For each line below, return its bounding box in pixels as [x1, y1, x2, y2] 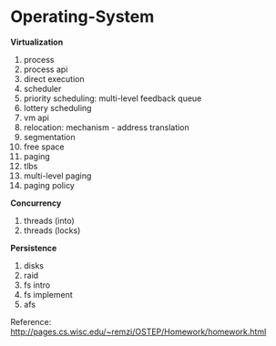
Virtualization [10, 36, 64, 47]
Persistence [10, 242, 57, 253]
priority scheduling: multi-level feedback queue [23, 93, 202, 104]
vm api [23, 112, 49, 123]
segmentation [23, 131, 76, 142]
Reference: [10, 316, 52, 327]
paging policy [23, 179, 76, 190]
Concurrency [10, 198, 62, 209]
